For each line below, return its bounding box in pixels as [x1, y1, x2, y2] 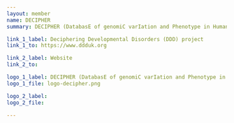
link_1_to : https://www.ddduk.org [6, 42, 108, 49]
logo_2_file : [6, 99, 45, 106]
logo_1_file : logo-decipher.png [6, 80, 101, 87]
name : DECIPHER [6, 17, 51, 24]
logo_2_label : [6, 92, 48, 99]
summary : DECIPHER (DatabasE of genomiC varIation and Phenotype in [6, 23, 210, 30]
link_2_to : [6, 61, 38, 68]
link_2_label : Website [6, 55, 73, 62]
